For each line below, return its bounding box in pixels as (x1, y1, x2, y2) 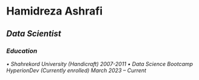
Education (6, 47, 38, 55)
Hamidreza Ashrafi (6, 4, 103, 18)
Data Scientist (6, 28, 62, 39)
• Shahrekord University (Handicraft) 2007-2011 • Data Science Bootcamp (6, 60, 193, 67)
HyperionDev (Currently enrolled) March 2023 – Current (6, 67, 147, 74)
